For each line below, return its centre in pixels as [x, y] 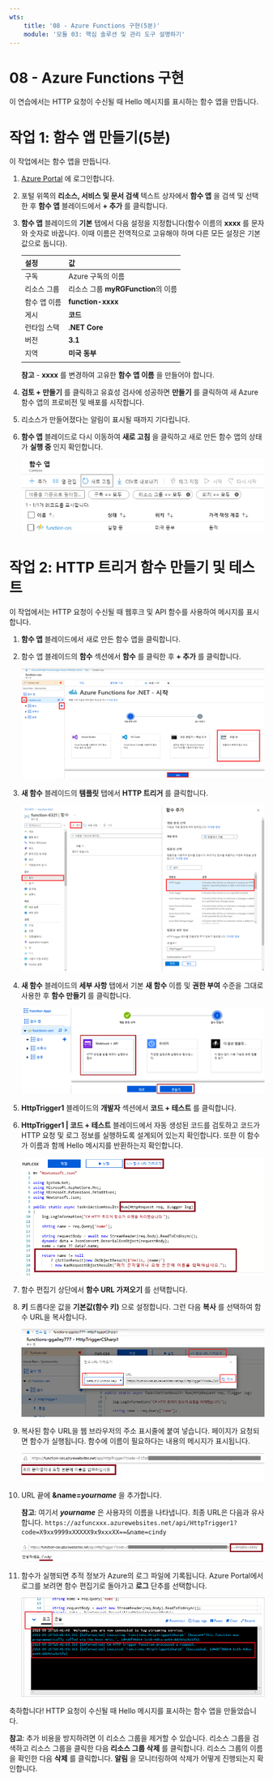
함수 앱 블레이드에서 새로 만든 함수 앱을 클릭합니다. [101, 639]
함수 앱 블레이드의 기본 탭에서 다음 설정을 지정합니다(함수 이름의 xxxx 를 [135, 224]
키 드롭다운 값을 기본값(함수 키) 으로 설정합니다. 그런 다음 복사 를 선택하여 [137, 1306]
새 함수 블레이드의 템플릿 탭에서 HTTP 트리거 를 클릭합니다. [115, 793]
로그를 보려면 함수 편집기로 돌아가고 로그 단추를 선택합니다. [114, 1586]
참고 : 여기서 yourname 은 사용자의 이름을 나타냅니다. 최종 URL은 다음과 [135, 1512]
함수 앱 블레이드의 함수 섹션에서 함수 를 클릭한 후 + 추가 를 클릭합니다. [131, 656]
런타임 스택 [42, 327]
